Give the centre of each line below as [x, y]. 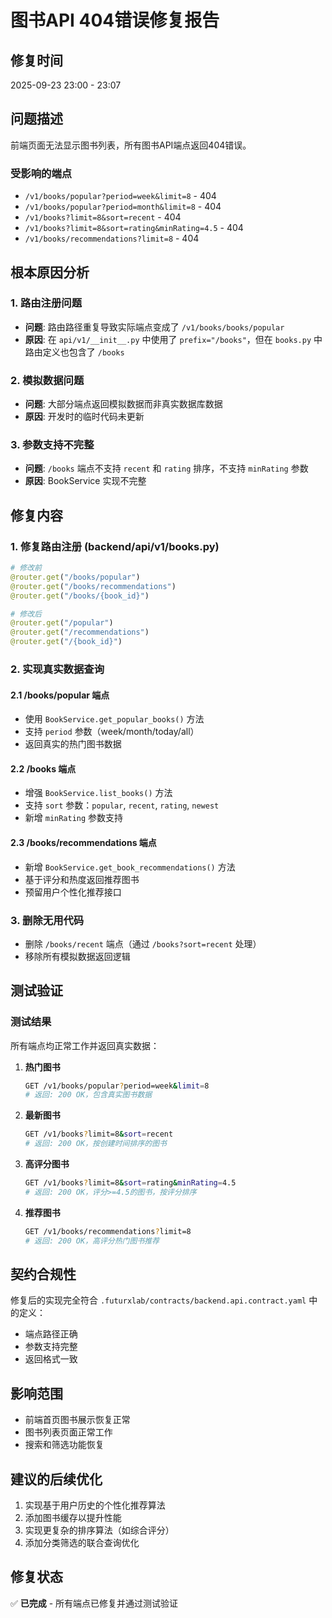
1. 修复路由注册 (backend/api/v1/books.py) [115, 546]
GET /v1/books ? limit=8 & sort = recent [99, 1134]
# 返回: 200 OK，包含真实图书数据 [88, 1095]
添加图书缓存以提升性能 [73, 1518]
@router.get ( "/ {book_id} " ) [66, 642]
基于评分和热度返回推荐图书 [82, 879]
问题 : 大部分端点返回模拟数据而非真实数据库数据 [123, 404]
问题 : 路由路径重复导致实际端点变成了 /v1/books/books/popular [154, 327]
